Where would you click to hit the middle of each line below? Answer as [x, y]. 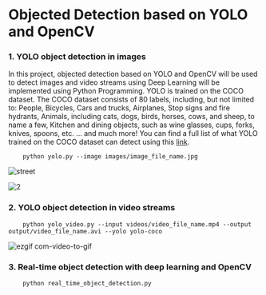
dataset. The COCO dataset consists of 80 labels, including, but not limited [131, 100]
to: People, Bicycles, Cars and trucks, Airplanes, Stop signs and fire [119, 108]
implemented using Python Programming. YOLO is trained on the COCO [126, 91]
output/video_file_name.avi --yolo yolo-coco [85, 231]
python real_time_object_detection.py [87, 284]
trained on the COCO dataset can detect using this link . [99, 142]
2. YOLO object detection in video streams [92, 208]
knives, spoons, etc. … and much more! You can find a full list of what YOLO [133, 134]
